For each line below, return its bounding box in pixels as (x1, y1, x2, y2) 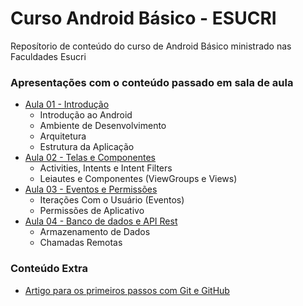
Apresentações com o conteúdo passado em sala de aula (10, 75, 294, 89)
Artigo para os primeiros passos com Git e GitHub (24, 284, 230, 296)
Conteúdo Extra (10, 262, 88, 276)
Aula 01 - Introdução (24, 98, 110, 111)
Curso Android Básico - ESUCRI (10, 7, 277, 30)
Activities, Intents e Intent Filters (39, 162, 173, 174)
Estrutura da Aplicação (39, 141, 135, 153)
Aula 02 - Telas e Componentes (24, 152, 156, 164)
